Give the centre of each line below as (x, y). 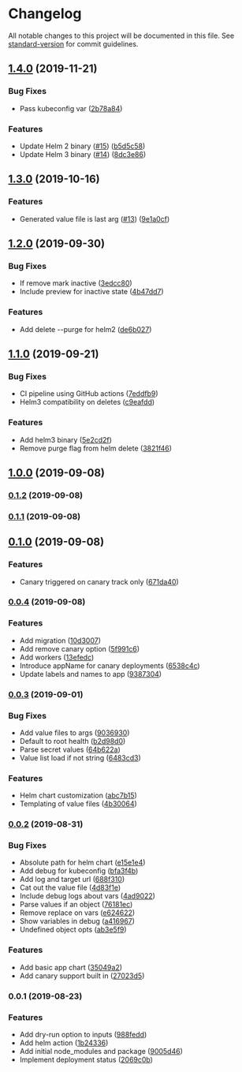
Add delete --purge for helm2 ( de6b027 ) (86, 329)
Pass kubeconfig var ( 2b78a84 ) (71, 108)
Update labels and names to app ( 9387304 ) (91, 674)
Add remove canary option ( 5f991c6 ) (80, 648)
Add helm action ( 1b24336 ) (64, 1043)
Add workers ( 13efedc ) (57, 657)
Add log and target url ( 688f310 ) (72, 880)
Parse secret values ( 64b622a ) (70, 749)
